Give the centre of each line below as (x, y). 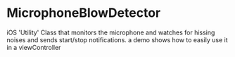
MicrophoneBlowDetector (84, 13)
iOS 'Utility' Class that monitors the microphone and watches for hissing (111, 32)
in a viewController (34, 47)
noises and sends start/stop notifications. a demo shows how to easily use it (117, 39)
